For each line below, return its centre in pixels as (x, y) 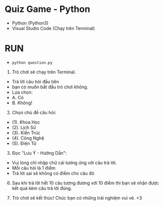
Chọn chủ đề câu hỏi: (34, 112)
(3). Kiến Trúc (26, 133)
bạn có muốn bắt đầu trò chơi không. (50, 87)
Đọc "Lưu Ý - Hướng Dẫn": (39, 153)
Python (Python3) (30, 23)
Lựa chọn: (22, 92)
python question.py (32, 63)
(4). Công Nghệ (28, 138)
